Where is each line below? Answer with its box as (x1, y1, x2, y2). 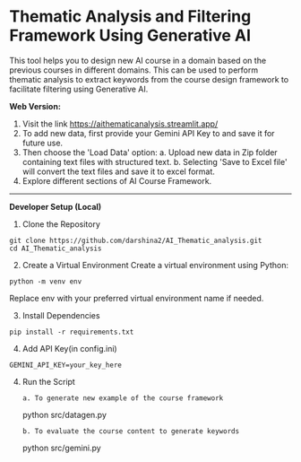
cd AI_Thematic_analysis (9, 244, 102, 253)
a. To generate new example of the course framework (21, 393, 224, 403)
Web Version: (9, 100, 61, 111)
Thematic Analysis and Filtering (9, 6, 252, 27)
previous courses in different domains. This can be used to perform (9, 65, 258, 75)
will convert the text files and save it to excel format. (21, 166, 215, 177)
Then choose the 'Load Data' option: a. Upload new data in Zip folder (21, 146, 278, 158)
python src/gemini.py (21, 442, 101, 453)
